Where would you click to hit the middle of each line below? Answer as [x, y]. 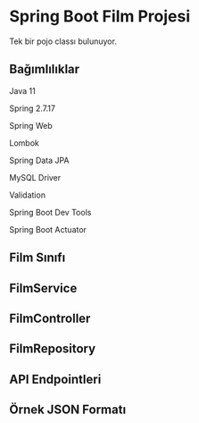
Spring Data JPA [39, 160]
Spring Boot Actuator [48, 229]
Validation [28, 195]
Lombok [25, 143]
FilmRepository [53, 349]
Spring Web [31, 125]
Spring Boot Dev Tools [50, 212]
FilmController [50, 318]
